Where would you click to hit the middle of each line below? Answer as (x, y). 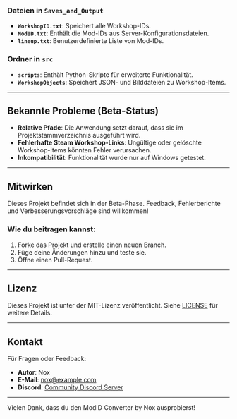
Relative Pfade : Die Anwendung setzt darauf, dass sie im (100, 128)
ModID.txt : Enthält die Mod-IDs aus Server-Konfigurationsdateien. (113, 33)
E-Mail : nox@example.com (57, 380)
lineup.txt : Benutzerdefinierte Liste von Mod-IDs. (91, 41)
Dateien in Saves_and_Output (55, 11)
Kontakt (25, 342)
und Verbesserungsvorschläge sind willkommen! (78, 211)
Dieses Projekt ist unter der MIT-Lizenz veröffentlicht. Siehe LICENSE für (113, 305)
